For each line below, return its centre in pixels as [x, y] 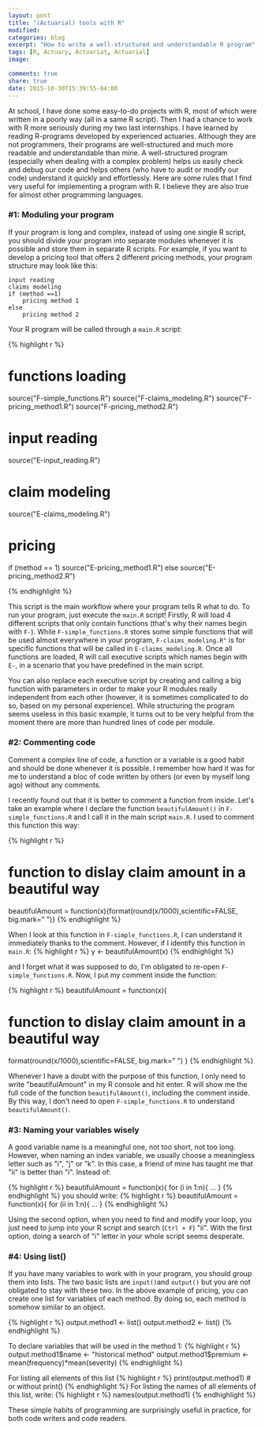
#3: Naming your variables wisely [74, 1129]
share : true [28, 81]
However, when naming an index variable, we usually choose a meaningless [131, 1155]
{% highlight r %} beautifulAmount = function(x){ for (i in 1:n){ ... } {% [120, 1188]
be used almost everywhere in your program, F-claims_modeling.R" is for [127, 640]
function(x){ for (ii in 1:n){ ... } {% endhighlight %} [88, 1204]
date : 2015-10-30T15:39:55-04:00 [63, 88]
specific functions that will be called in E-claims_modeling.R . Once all [120, 648]
